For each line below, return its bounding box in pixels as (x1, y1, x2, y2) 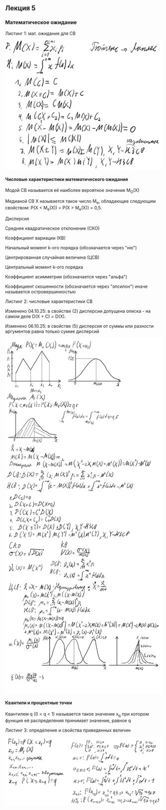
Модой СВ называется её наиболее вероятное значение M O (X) (5, 187, 140, 194)
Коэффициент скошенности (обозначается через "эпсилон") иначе (5, 283, 148, 289)
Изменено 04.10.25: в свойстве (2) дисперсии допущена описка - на (5, 308, 151, 314)
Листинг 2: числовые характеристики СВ (5, 298, 93, 304)
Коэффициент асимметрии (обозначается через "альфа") (5, 273, 128, 279)
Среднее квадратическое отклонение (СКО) (5, 225, 100, 231)
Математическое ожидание (5, 19, 77, 26)
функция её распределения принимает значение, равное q (5, 717, 131, 724)
